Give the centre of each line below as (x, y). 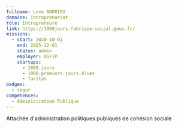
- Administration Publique (45, 101)
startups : (29, 62)
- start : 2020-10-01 (37, 40)
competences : (22, 96)
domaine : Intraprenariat (37, 17)
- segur (21, 90)
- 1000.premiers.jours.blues (58, 73)
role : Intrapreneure (32, 23)
